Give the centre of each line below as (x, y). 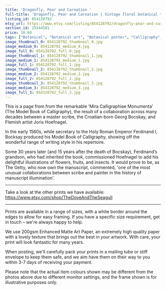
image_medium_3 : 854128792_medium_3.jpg (47, 88)
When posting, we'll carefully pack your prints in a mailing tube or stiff (76, 252)
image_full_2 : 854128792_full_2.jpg (43, 79)
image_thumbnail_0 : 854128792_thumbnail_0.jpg (54, 42)
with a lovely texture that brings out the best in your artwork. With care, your (83, 237)
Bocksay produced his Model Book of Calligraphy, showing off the (72, 137)
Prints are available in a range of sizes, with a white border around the (76, 212)
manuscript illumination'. (30, 178)
